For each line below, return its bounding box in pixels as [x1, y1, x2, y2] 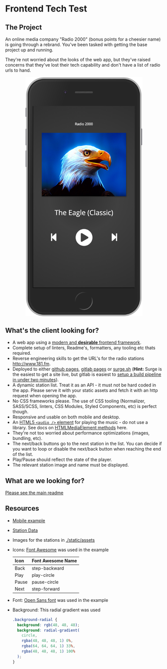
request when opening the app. [12, 393, 77, 399]
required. [12, 350, 31, 356]
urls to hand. [5, 67, 31, 73]
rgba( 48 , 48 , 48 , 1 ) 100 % [21, 649, 76, 654]
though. [12, 409, 29, 415]
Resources [5, 504, 39, 513]
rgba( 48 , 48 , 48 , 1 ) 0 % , [21, 638, 73, 643]
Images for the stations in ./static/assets [12, 537, 95, 543]
